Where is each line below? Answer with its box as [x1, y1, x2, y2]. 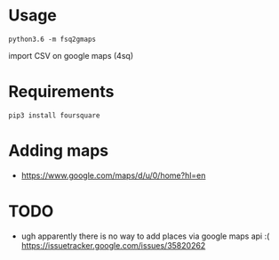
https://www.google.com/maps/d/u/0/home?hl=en [20, 170, 206, 181]
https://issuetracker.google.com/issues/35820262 [20, 240, 206, 250]
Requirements [8, 82, 115, 102]
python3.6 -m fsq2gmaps [8, 35, 97, 44]
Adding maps [8, 141, 109, 161]
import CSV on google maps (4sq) [8, 50, 134, 61]
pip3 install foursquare [8, 110, 100, 120]
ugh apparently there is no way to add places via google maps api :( [20, 231, 270, 241]
